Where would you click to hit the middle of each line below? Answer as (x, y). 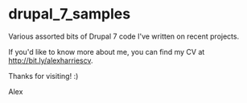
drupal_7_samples (70, 14)
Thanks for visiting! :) (43, 76)
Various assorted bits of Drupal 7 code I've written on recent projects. (124, 36)
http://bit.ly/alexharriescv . (51, 60)
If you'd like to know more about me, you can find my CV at (107, 51)
